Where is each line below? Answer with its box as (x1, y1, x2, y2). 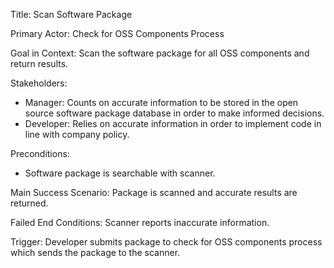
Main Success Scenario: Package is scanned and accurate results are (10, 187, 298, 198)
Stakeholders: (10, 77, 68, 89)
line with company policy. (24, 129, 130, 140)
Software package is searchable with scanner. (24, 167, 216, 179)
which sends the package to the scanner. (10, 247, 181, 258)
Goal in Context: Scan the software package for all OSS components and (10, 47, 310, 59)
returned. (10, 197, 49, 209)
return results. (10, 58, 69, 69)
